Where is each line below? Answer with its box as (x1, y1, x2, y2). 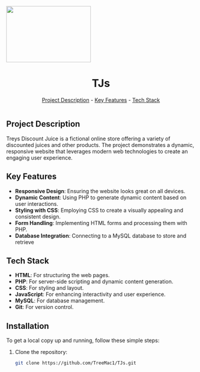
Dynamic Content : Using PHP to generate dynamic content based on (14, 194, 187, 201)
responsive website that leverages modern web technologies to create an (6, 148, 188, 155)
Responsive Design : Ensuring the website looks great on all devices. (14, 187, 186, 194)
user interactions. (14, 200, 59, 207)
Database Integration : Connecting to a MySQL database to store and (14, 232, 187, 239)
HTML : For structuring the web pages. (14, 272, 110, 279)
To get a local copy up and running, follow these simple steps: (6, 337, 160, 344)
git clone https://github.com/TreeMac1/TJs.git (14, 360, 136, 366)
